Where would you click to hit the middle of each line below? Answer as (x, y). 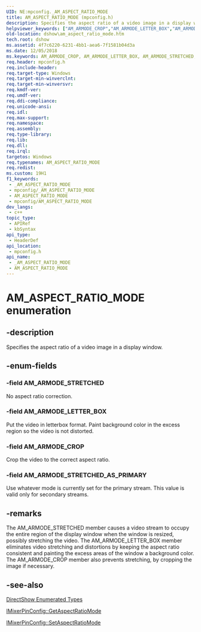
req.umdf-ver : (24, 95)
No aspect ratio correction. (39, 396)
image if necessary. (31, 566)
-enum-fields (31, 366)
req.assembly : (24, 129)
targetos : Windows (29, 157)
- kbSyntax (22, 229)
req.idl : (17, 112)
